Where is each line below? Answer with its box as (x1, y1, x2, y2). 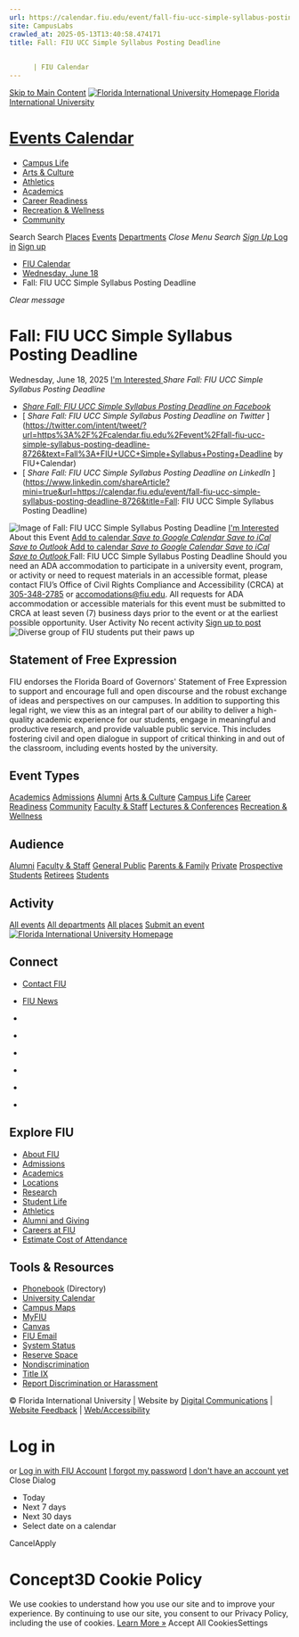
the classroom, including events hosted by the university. (9, 742, 218, 753)
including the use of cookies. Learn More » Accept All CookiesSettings (9, 1617, 269, 1628)
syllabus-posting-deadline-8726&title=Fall (21, 496, 178, 506)
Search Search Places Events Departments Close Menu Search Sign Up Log (9, 231, 288, 242)
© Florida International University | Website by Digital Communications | (9, 1395, 273, 1406)
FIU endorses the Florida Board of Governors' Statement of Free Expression (9, 676, 287, 687)
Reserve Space (21, 1350, 78, 1361)
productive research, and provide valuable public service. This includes (9, 723, 271, 734)
